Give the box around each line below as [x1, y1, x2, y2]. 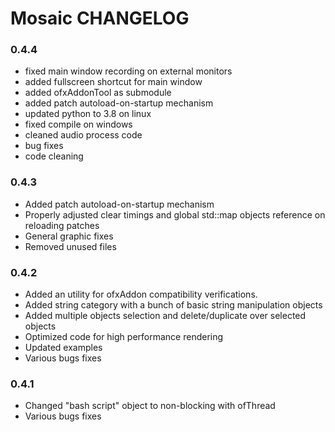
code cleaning [24, 150, 84, 162]
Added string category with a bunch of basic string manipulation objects [24, 299, 323, 311]
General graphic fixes [24, 230, 114, 242]
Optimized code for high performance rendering [24, 331, 224, 343]
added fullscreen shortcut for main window [24, 76, 203, 88]
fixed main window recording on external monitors [24, 65, 233, 77]
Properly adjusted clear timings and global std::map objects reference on [24, 208, 326, 221]
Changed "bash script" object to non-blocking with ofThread [24, 400, 276, 412]
